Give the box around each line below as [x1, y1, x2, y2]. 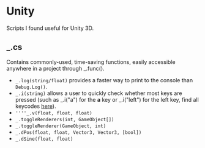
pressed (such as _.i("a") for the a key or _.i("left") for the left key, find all [15, 96, 199, 103]
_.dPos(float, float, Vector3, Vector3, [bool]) [15, 129, 142, 135]
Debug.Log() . [15, 83, 48, 90]
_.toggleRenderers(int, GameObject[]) [15, 116, 114, 122]
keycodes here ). [15, 102, 56, 110]
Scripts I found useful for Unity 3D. [6, 24, 94, 32]
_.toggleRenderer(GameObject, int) [15, 123, 106, 129]
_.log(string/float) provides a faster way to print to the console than [15, 76, 193, 83]
